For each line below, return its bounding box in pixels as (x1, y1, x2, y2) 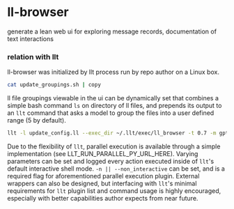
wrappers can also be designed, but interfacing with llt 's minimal (7, 179, 197, 187)
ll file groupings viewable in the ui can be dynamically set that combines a (7, 94, 219, 102)
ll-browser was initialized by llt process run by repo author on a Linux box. (7, 68, 219, 77)
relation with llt (7, 52, 59, 61)
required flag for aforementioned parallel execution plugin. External (7, 171, 200, 180)
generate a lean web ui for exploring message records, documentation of (7, 27, 217, 36)
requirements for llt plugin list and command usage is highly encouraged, (7, 186, 221, 195)
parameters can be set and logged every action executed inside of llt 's (7, 157, 214, 165)
